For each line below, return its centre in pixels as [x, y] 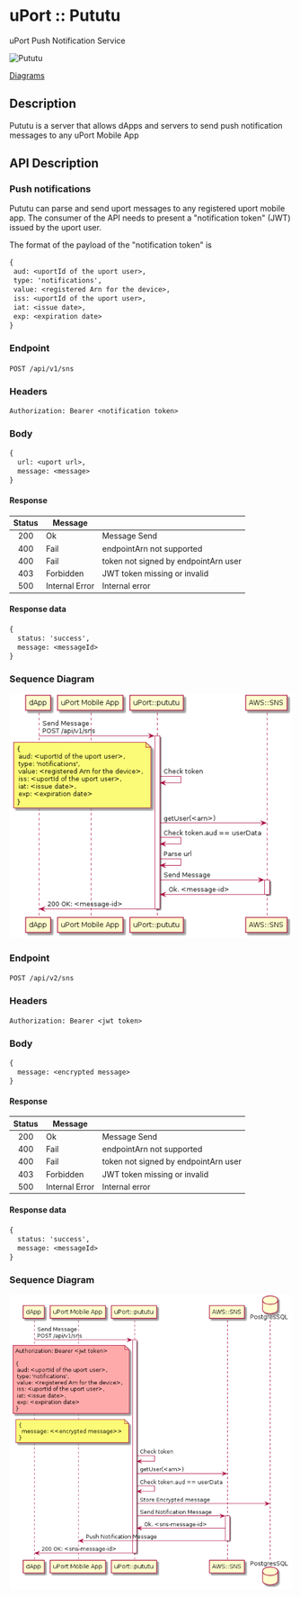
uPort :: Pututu [65, 16]
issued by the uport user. [55, 228]
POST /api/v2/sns [42, 979]
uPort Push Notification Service [67, 41]
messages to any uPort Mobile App [74, 135]
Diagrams [27, 75]
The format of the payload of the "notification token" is [111, 245]
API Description [54, 163]
